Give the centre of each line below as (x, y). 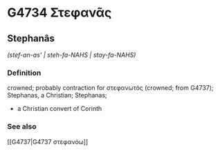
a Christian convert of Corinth (59, 109)
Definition (24, 73)
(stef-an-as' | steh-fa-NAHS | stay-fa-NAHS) (72, 55)
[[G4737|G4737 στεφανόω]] (48, 142)
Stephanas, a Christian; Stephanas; (57, 96)
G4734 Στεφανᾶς (59, 13)
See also (22, 127)
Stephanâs (31, 38)
